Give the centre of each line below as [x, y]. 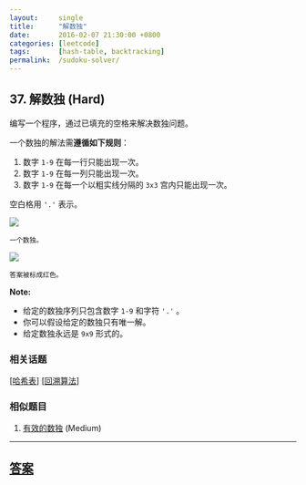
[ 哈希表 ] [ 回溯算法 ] [45, 381]
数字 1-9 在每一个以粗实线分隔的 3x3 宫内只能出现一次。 [127, 184]
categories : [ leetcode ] [55, 43]
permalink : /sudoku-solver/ [65, 60]
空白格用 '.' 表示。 [46, 204]
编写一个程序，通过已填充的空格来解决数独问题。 [101, 123]
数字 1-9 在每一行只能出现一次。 [83, 161]
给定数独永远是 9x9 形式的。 [75, 333]
